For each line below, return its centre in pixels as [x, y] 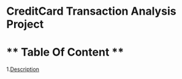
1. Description [23, 69]
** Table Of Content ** [65, 52]
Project [25, 24]
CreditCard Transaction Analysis [91, 11]
